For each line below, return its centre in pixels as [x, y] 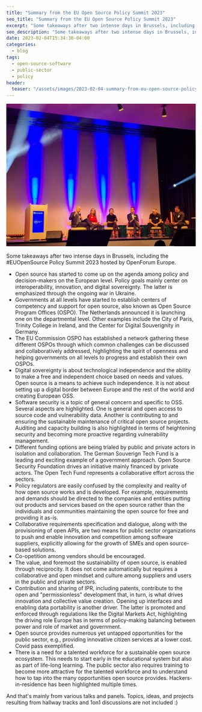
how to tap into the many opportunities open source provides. [91, 678]
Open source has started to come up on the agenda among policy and [102, 274]
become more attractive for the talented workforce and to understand [101, 672]
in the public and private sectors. [56, 582]
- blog [20, 51]
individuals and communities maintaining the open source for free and [102, 511]
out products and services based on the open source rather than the [100, 505]
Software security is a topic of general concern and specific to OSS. [99, 402]
